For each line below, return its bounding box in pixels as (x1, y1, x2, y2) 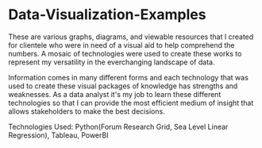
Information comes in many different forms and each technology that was (8, 72, 249, 82)
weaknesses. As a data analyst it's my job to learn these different (8, 89, 222, 99)
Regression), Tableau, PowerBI (8, 130, 109, 140)
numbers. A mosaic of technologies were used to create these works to (8, 49, 242, 58)
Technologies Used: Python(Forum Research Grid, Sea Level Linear (8, 122, 229, 131)
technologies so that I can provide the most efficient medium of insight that (8, 98, 254, 107)
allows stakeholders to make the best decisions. (8, 106, 165, 116)
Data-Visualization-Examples (8, 6, 206, 24)
